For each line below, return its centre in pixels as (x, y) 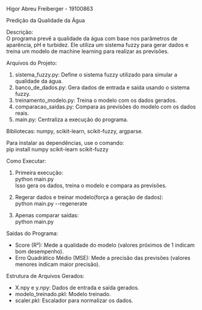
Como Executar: (26, 161)
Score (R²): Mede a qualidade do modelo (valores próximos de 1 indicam (105, 245)
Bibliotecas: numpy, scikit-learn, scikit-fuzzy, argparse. (75, 131)
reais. (22, 113)
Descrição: (20, 32)
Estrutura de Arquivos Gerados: (45, 276)
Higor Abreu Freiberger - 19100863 (50, 9)
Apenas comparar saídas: (47, 215)
